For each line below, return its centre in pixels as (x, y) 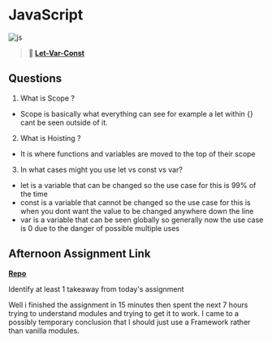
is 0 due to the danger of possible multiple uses (100, 228)
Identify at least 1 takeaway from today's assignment (96, 289)
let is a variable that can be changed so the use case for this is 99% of (138, 185)
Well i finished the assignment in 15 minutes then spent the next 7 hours (128, 305)
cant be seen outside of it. (64, 122)
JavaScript (46, 15)
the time (34, 194)
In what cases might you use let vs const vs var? (101, 169)
